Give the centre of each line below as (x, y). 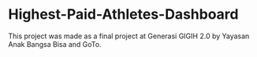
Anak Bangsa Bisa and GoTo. (55, 44)
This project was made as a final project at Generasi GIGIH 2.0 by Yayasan (129, 36)
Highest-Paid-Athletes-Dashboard (123, 14)
